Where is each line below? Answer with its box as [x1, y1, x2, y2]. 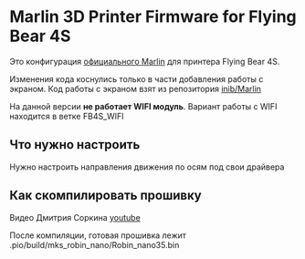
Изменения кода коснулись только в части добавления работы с [9, 73, 264, 84]
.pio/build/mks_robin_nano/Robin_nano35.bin [9, 239, 180, 250]
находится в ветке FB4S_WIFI [9, 110, 125, 121]
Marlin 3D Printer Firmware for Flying [9, 6, 297, 27]
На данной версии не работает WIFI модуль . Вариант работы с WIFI [9, 100, 278, 111]
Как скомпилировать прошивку [9, 188, 203, 203]
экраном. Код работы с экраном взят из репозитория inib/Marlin [9, 83, 262, 94]
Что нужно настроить [9, 137, 141, 152]
